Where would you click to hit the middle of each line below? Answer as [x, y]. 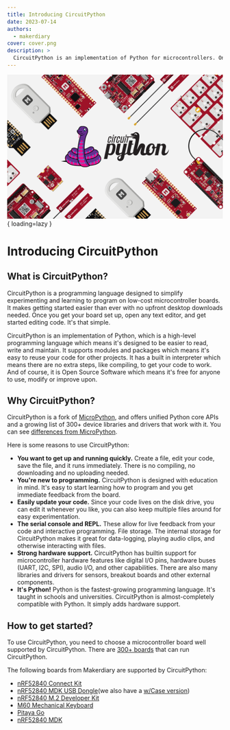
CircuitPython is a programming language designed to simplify [95, 293]
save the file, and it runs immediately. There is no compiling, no [106, 466]
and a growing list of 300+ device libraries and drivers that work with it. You [114, 425]
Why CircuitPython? [51, 400]
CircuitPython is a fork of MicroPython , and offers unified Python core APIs [113, 417]
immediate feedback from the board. [69, 495]
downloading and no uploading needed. [73, 473]
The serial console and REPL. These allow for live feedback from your [116, 524]
